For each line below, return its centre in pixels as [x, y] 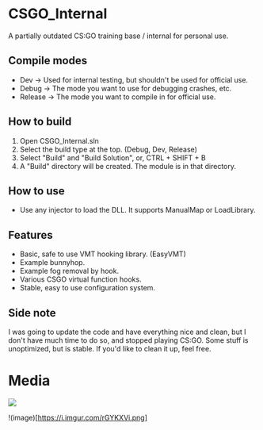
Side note [32, 313]
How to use [36, 191]
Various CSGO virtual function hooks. [80, 279]
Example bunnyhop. [52, 263]
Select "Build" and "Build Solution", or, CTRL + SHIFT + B [112, 157]
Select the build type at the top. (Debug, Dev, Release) [109, 149]
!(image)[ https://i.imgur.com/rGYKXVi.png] [78, 417]
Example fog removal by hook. [69, 271]
